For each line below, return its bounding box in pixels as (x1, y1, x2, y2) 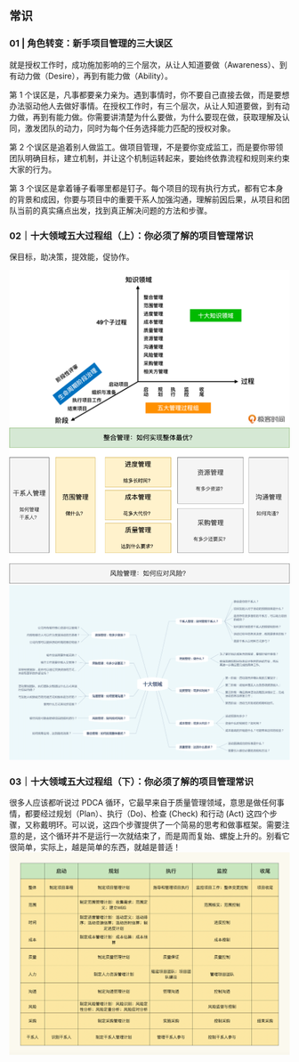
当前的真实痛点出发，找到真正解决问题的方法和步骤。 (16, 205, 212, 215)
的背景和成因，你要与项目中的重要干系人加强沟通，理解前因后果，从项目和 (9, 194, 282, 205)
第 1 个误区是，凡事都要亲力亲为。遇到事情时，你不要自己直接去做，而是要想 (9, 89, 290, 100)
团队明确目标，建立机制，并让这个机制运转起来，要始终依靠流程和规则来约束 (9, 152, 290, 163)
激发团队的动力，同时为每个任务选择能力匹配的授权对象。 (24, 123, 236, 134)
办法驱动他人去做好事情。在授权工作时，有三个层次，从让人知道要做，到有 (9, 101, 282, 111)
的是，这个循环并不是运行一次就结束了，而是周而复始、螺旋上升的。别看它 (16, 831, 290, 841)
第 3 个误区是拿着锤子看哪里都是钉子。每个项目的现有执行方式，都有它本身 (9, 182, 284, 193)
